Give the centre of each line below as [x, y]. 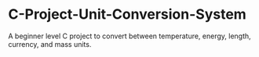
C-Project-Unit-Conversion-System [128, 14]
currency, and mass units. [50, 44]
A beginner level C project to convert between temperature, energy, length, [129, 36]
